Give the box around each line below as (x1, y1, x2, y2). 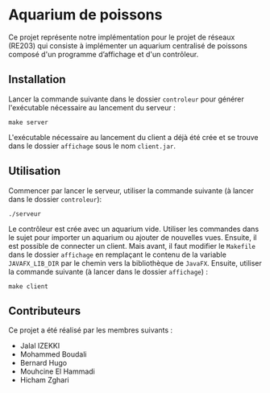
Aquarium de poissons (8, 6, 163, 24)
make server (8, 118, 48, 126)
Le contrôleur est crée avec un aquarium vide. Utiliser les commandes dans (8, 224, 260, 234)
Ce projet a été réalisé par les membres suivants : (8, 325, 173, 335)
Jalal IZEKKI (19, 341, 60, 351)
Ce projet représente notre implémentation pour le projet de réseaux (8, 32, 235, 42)
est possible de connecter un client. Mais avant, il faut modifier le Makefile (8, 241, 256, 250)
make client (8, 282, 48, 291)
